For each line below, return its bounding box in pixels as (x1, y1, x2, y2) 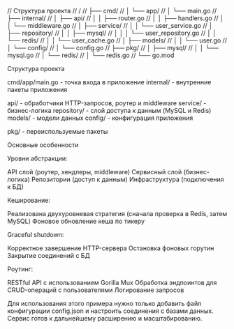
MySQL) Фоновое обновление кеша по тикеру (7, 217, 145, 225)
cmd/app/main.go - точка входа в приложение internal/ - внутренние (7, 78, 212, 86)
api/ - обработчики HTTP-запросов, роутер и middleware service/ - (7, 99, 207, 107)
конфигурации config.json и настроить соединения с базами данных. (7, 307, 214, 315)
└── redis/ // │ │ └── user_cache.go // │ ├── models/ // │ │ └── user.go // (7, 36, 228, 45)
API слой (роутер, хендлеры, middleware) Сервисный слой (7, 168, 182, 176)
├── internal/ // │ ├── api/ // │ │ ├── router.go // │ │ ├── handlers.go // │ (7, 14, 224, 22)
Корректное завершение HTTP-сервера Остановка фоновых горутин (7, 244, 214, 252)
